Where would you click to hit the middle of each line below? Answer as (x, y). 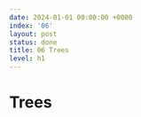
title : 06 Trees (39, 51)
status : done (33, 42)
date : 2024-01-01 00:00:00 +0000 (71, 17)
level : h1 (27, 58)
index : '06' (31, 26)
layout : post (33, 34)
